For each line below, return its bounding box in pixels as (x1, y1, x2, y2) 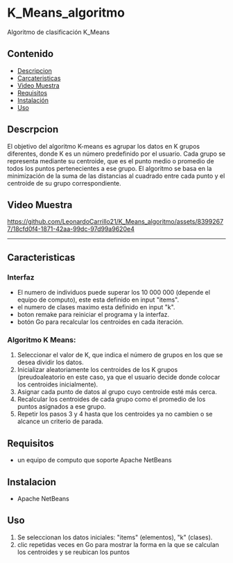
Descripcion (17, 66, 52, 74)
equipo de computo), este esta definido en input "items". (17, 295, 179, 304)
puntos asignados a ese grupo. (17, 402, 106, 411)
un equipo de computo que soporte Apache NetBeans (17, 456, 172, 464)
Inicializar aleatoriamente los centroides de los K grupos (17, 366, 178, 374)
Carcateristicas (17, 74, 61, 82)
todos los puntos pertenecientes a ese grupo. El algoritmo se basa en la (7, 164, 212, 172)
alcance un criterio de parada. (17, 417, 104, 425)
